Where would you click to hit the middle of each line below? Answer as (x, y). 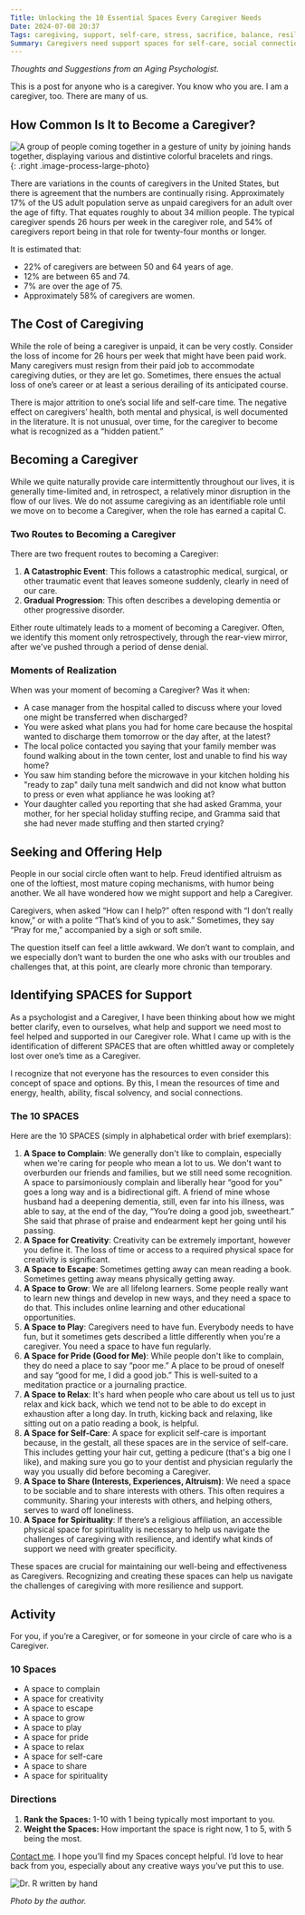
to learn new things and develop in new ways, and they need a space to (157, 1298)
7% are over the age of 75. (73, 286)
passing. (39, 1231)
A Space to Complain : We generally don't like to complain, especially (152, 1154)
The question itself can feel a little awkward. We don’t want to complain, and (152, 948)
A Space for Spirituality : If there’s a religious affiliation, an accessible (153, 1520)
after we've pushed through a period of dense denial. (110, 646)
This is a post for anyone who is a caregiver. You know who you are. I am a (149, 86)
